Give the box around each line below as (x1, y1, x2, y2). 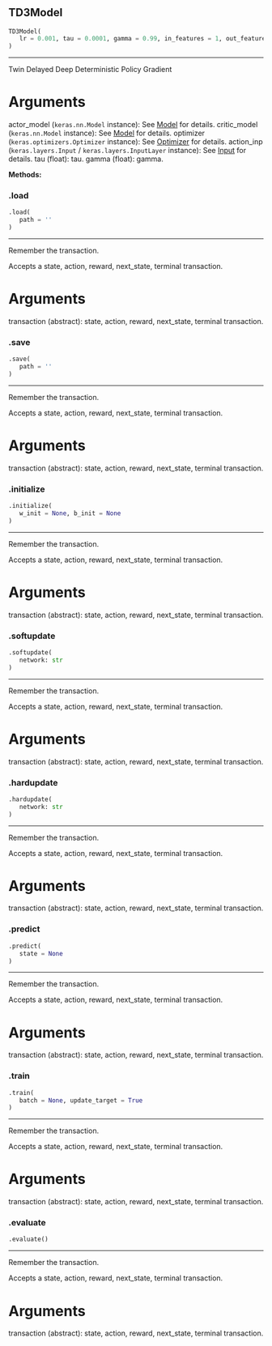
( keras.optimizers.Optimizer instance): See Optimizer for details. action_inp (8, 137, 263, 147)
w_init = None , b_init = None (19, 509, 121, 518)
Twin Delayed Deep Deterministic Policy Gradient (8, 65, 172, 75)
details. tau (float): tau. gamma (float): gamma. (8, 154, 164, 164)
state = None (19, 949, 63, 957)
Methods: (8, 170, 42, 180)
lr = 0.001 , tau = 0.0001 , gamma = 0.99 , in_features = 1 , (19, 35, 223, 43)
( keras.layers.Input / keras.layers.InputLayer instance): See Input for (8, 146, 247, 155)
